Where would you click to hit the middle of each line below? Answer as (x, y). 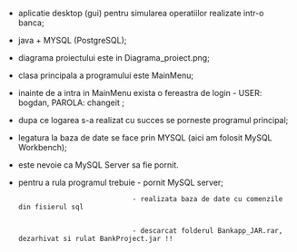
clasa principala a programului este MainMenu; (105, 75)
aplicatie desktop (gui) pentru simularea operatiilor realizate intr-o (141, 13)
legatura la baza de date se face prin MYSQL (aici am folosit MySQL (145, 138)
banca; (31, 23)
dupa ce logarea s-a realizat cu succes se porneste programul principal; (153, 120)
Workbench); (43, 147)
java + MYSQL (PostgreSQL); (72, 40)
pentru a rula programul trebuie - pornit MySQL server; (121, 182)
